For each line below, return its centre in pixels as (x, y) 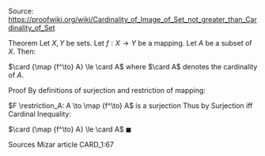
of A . (16, 75)
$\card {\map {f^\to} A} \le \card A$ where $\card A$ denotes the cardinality (133, 67)
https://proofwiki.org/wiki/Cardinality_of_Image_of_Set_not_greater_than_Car (132, 20)
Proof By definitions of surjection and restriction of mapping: (107, 91)
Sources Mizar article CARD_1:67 (61, 145)
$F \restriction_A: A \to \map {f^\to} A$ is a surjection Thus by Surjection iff (131, 106)
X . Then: (22, 52)
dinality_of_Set (32, 28)
